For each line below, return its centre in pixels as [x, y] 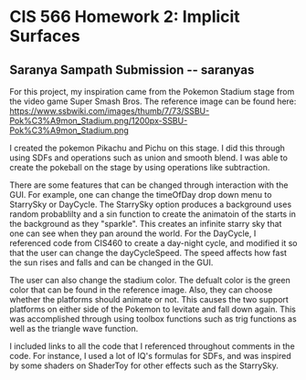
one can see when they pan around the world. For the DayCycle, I [133, 233]
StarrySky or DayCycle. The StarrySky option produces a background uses [151, 204]
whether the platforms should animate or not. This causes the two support [149, 299]
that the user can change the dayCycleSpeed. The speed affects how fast [148, 253]
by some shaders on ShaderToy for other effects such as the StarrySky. [144, 365]
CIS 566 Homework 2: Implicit [125, 17]
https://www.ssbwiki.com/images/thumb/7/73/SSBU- [110, 111]
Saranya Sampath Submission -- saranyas [132, 70]
